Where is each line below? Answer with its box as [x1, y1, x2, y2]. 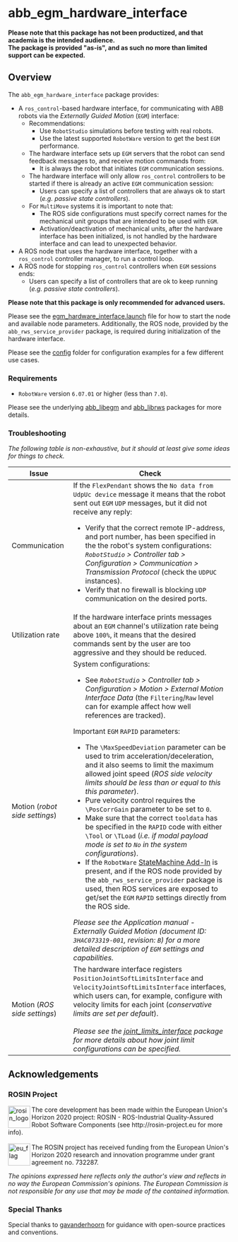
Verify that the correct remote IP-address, [85, 523, 225, 533]
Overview [8, 71, 52, 84]
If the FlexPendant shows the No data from [73, 481, 214, 490]
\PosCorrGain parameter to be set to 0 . [85, 805, 212, 815]
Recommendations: [28, 119, 85, 127]
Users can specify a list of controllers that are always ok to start [39, 186, 225, 195]
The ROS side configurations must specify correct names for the [39, 209, 227, 217]
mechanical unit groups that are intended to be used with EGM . [39, 217, 219, 225]
